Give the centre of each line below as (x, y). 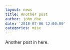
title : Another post (27, 14)
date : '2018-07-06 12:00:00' (35, 24)
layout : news (19, 10)
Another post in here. (27, 42)
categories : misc (23, 28)
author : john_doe (23, 19)
